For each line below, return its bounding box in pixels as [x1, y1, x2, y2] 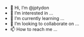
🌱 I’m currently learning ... [10, 15, 65, 21]
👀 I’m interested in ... [10, 10, 53, 16]
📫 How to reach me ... [10, 26, 58, 32]
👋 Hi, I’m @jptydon [10, 5, 49, 10]
